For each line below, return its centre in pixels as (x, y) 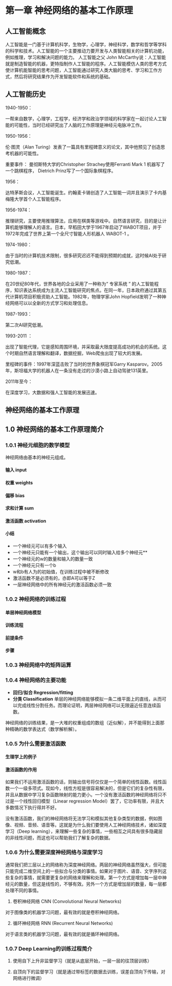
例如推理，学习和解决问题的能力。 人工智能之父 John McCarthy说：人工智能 (86, 57)
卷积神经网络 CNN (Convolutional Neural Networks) (67, 901)
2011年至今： (19, 381)
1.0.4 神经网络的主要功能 (36, 680)
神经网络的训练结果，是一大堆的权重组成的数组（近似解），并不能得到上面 (83, 722)
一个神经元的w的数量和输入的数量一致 (53, 559)
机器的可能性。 (25, 153)
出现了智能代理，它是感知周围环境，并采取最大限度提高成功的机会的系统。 (84, 346)
